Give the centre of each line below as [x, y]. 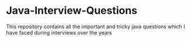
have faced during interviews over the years [59, 32]
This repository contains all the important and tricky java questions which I [95, 26]
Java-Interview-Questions [72, 11]
